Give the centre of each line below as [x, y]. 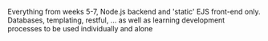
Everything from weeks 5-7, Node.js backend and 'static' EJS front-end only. [134, 12]
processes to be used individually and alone [80, 29]
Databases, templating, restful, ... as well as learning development [116, 20]
